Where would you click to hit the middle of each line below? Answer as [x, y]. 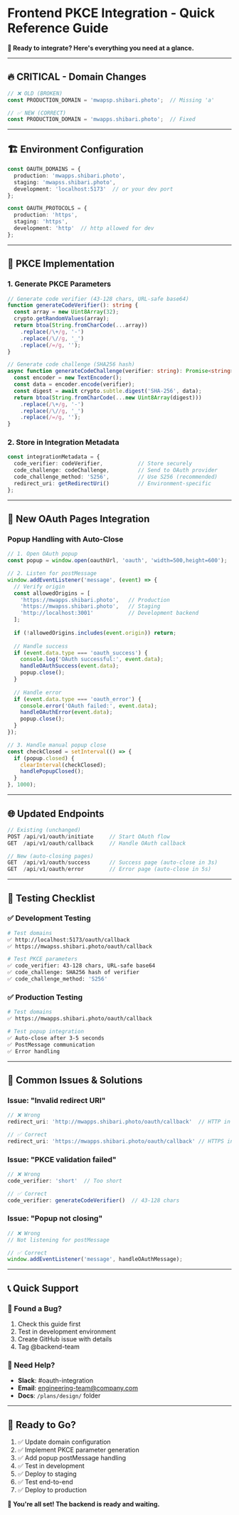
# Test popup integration [46, 1032]
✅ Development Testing [49, 918]
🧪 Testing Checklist [51, 898]
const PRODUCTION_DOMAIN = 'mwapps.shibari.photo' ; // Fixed [101, 120]
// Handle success [41, 646]
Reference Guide [58, 28]
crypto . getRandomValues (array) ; [62, 319]
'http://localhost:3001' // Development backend [110, 613]
